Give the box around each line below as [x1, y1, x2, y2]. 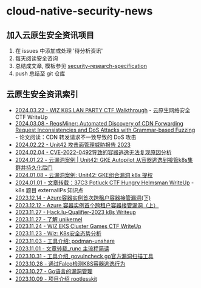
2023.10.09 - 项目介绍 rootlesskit [15, 275, 97, 283]
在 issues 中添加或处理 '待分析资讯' [15, 47, 103, 54]
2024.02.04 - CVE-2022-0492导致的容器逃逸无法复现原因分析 [15, 149, 172, 156]
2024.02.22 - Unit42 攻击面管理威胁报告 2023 [15, 141, 131, 148]
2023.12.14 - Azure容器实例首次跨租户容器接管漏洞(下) [15, 194, 151, 201]
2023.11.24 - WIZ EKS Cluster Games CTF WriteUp [15, 223, 141, 230]
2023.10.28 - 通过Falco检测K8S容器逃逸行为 [15, 260, 126, 267]
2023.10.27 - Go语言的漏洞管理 [15, 267, 93, 275]
